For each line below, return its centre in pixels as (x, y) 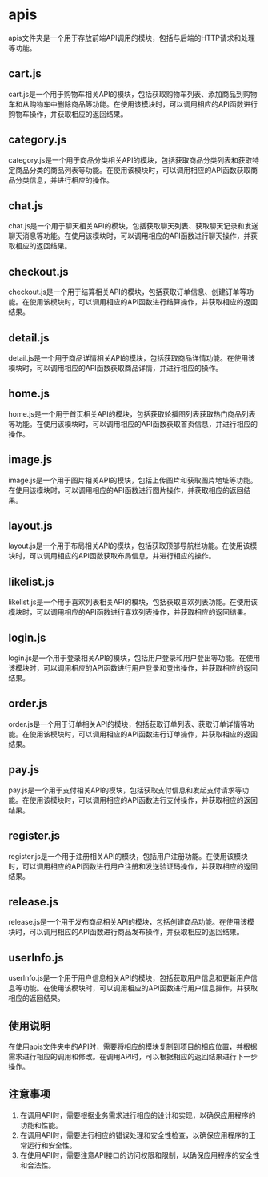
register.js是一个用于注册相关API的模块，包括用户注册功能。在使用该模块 (128, 856)
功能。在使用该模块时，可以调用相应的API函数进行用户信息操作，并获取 (140, 988)
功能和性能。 (41, 1125)
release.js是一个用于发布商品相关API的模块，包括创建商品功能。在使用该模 (131, 922)
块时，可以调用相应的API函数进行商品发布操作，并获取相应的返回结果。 (126, 932)
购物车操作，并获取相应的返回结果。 (68, 114)
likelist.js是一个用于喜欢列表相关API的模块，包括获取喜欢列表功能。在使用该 (133, 602)
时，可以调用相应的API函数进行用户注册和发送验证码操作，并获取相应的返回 (133, 866)
